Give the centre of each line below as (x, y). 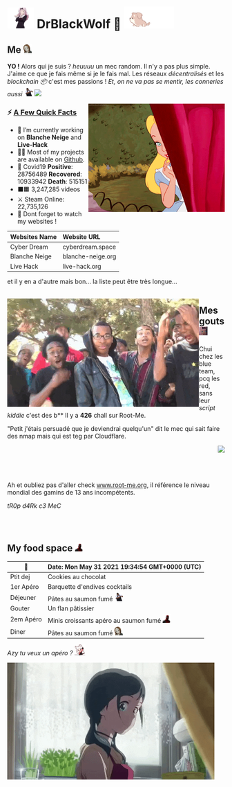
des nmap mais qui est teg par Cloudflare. (67, 436)
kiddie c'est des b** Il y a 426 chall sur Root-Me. (77, 415)
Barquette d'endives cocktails (90, 586)
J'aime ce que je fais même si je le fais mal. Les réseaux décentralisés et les (116, 73)
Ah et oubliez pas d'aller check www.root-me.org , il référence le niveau (108, 485)
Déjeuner (23, 597)
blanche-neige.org (89, 256)
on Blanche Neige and (49, 137)
